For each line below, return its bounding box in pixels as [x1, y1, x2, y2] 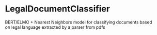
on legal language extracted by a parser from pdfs [5, 24, 106, 30]
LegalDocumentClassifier [5, 3, 110, 14]
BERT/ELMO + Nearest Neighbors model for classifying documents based [5, 19, 153, 25]
